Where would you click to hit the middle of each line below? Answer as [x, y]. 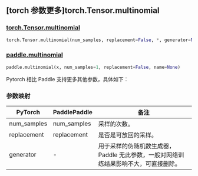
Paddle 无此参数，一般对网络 [138, 155]
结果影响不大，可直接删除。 [143, 164]
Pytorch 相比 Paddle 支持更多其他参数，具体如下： [67, 79]
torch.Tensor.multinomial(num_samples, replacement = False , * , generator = [99, 40]
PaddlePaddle [73, 112]
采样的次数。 [116, 124]
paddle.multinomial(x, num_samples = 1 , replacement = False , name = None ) [93, 67]
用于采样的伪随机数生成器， [137, 146]
